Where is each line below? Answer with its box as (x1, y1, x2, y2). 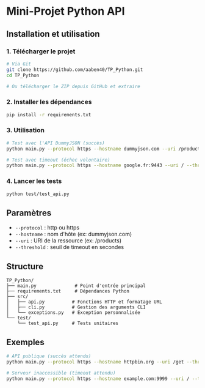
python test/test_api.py (6, 191, 70, 197)
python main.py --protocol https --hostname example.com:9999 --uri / (6, 375, 190, 382)
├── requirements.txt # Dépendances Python (6, 288, 130, 294)
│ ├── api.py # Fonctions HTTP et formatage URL (6, 299, 163, 305)
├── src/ (6, 294, 29, 300)
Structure (6, 261, 44, 272)
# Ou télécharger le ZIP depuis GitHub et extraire (6, 83, 140, 89)
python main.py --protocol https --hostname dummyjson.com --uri (6, 146, 176, 152)
